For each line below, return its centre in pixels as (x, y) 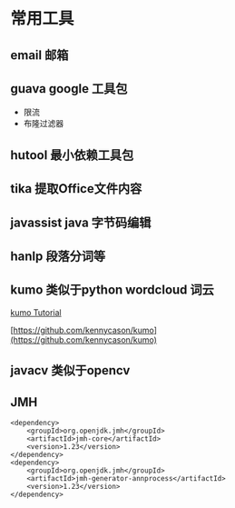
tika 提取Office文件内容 (76, 189)
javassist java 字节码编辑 (81, 222)
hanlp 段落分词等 (58, 256)
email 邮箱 (39, 55)
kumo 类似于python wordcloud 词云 (112, 290)
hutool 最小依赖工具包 (72, 155)
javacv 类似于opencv (70, 370)
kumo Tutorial (36, 312)
